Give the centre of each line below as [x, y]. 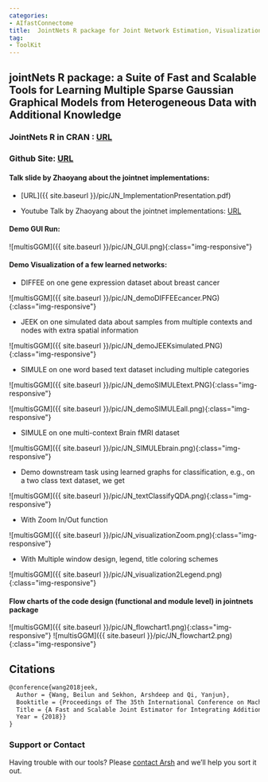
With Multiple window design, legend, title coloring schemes [119, 558]
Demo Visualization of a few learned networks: [88, 265]
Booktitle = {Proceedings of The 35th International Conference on [130, 702]
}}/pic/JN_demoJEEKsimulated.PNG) [163, 345]
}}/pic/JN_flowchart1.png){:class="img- [167, 627]
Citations [32, 669]
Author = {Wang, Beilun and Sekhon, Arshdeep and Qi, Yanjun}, [123, 694]
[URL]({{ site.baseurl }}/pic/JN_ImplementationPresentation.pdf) [126, 195]
